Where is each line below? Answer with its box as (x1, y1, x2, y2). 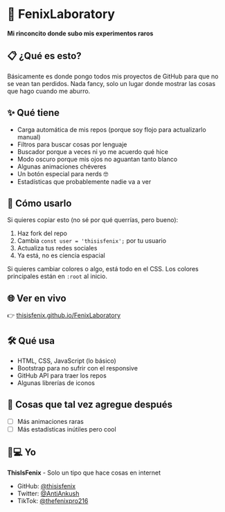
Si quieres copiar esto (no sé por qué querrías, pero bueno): (7, 216, 179, 224)
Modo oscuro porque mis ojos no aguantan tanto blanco (17, 155, 178, 163)
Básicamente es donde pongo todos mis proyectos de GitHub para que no (7, 72, 219, 80)
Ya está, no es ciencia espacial (17, 251, 106, 259)
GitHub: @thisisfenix (17, 481, 76, 490)
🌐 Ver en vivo (7, 292, 67, 304)
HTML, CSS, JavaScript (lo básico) (17, 357, 116, 365)
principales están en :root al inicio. (7, 272, 107, 280)
